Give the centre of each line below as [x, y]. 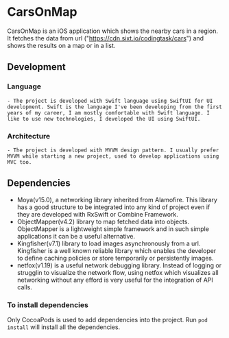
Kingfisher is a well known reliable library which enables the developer [117, 250]
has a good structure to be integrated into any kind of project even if [113, 207]
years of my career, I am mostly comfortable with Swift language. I [109, 113]
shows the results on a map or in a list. [61, 45]
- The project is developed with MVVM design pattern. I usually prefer [113, 150]
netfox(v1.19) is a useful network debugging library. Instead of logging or [119, 265]
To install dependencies [48, 304]
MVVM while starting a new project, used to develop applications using [113, 156]
